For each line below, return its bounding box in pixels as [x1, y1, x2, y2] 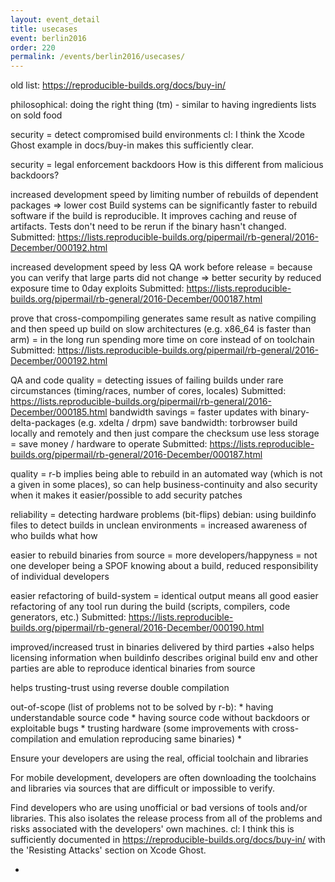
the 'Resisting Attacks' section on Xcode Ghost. [10, 844, 207, 856]
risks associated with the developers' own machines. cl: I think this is [10, 823, 295, 835]
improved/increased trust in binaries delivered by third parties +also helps [10, 641, 315, 653]
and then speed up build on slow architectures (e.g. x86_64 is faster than [10, 323, 312, 335]
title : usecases [10, 24, 78, 34]
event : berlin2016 [10, 33, 87, 43]
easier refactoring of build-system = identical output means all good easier [10, 590, 319, 602]
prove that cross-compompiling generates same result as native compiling [10, 312, 317, 325]
